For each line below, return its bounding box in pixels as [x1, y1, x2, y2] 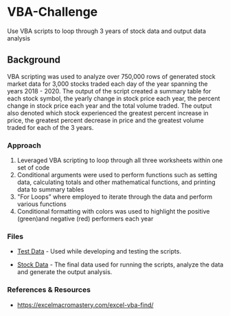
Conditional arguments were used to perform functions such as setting [16, 171, 218, 179]
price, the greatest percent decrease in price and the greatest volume [7, 116, 204, 124]
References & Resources [7, 285, 91, 295]
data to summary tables [16, 185, 84, 194]
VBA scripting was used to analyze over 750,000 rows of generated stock [7, 72, 216, 80]
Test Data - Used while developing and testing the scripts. [16, 247, 182, 256]
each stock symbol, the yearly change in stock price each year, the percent [7, 94, 220, 102]
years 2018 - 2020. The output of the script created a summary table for [7, 87, 211, 95]
